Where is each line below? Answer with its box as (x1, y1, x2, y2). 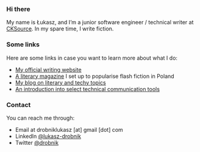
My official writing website (15, 66, 82, 73)
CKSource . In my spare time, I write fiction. (6, 25, 114, 32)
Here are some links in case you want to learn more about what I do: (6, 54, 178, 61)
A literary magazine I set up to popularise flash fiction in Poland (15, 72, 175, 80)
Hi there (6, 5, 30, 13)
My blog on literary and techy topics (15, 78, 106, 86)
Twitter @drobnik (15, 139, 59, 146)
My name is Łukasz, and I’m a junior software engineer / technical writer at (6, 19, 194, 26)
